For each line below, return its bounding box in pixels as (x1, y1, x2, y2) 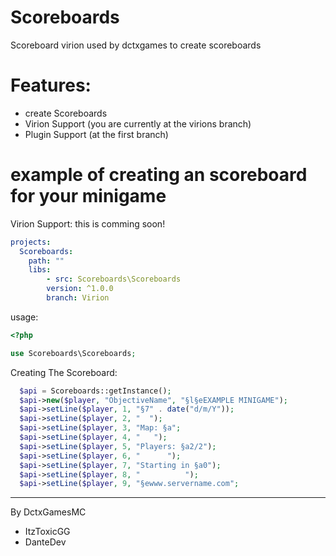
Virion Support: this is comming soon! (10, 217, 166, 230)
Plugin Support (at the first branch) (24, 128, 169, 140)
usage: (10, 311, 39, 323)
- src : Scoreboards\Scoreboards (46, 274, 182, 285)
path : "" (28, 256, 65, 266)
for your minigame (10, 185, 167, 208)
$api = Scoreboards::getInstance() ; (19, 386, 172, 396)
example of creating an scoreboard (10, 164, 308, 186)
